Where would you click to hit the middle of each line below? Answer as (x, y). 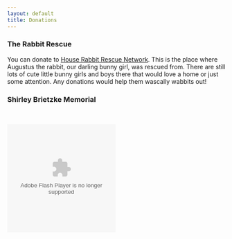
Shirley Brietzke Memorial (52, 99)
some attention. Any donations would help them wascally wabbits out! (107, 81)
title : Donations (32, 20)
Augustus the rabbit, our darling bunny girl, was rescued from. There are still (116, 67)
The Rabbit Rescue (39, 44)
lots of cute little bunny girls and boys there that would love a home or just (113, 74)
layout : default (30, 14)
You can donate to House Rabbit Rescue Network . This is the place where (113, 59)
